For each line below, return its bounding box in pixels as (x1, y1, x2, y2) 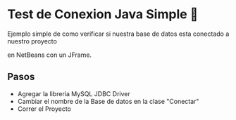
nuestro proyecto (7, 36, 58, 45)
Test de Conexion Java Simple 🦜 (7, 6, 199, 22)
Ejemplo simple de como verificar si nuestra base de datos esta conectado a (7, 29, 230, 38)
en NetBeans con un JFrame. (7, 51, 92, 59)
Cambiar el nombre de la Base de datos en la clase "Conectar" (17, 97, 199, 105)
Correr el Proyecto (17, 105, 72, 113)
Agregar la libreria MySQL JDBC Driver (17, 89, 130, 98)
